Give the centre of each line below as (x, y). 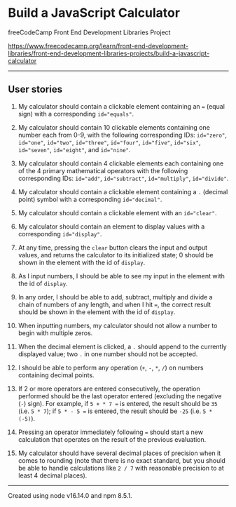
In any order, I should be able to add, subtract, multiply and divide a (115, 297)
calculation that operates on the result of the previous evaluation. (112, 439)
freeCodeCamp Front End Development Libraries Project (89, 32)
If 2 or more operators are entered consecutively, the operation (109, 388)
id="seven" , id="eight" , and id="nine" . (75, 149)
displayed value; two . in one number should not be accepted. (108, 354)
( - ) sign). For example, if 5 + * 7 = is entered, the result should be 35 (118, 403)
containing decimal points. (56, 375)
